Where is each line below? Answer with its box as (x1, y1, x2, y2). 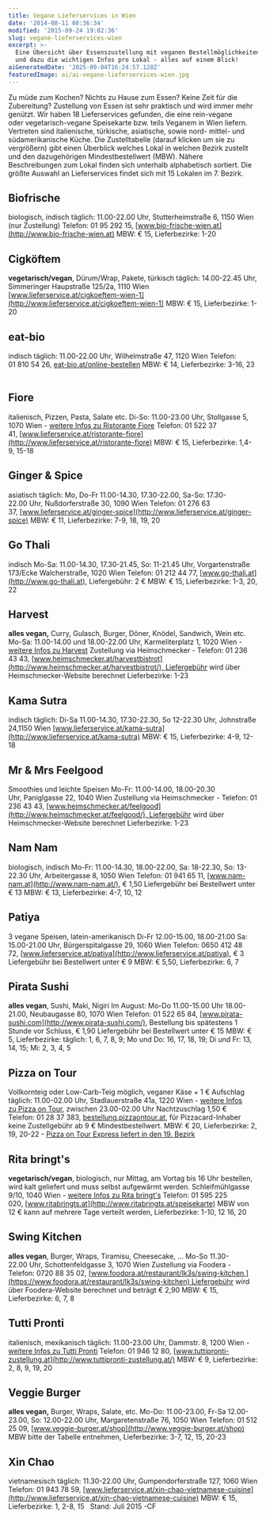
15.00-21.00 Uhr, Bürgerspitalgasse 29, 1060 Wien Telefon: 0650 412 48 (8, 940, 243, 950)
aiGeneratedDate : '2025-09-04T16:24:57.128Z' (8, 64, 161, 71)
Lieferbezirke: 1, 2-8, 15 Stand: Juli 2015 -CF (8, 1502, 157, 1511)
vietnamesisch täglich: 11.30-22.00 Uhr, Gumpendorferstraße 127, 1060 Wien (8, 1476, 258, 1486)
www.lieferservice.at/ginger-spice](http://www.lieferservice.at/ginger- (21, 507, 252, 516)
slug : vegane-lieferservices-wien (8, 33, 123, 42)
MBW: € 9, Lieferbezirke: (177, 1355, 258, 1364)
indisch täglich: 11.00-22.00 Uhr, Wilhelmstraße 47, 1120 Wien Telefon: (8, 351, 237, 361)
